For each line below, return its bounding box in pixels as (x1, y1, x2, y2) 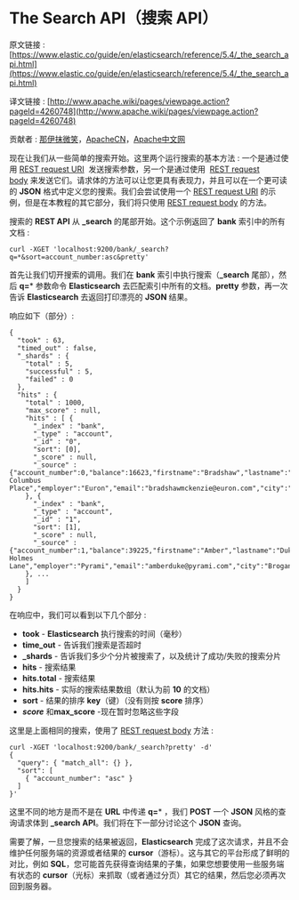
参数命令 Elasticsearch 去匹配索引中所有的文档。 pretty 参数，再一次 (35, 280, 288, 291)
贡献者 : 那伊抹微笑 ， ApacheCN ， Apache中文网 (9, 133, 186, 144)
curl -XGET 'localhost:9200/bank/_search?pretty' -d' (9, 743, 214, 751)
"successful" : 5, (25, 366, 93, 376)
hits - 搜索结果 (21, 662, 77, 672)
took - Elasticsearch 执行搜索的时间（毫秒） (21, 628, 187, 639)
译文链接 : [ (9, 95, 51, 107)
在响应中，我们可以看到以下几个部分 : (9, 609, 147, 620)
